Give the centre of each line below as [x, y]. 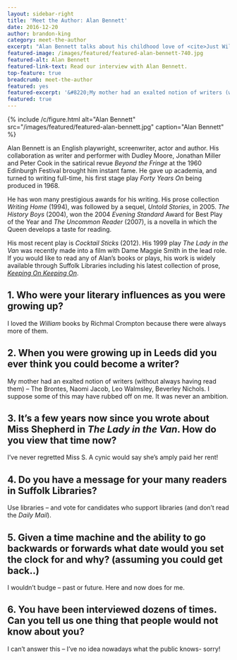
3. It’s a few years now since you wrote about [108, 419]
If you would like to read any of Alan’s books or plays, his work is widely [111, 258]
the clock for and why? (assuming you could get [115, 559]
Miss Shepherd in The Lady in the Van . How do [112, 429]
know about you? [46, 632]
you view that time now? [62, 441]
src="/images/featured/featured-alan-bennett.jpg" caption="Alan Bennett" [116, 127]
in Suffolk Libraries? [52, 491]
